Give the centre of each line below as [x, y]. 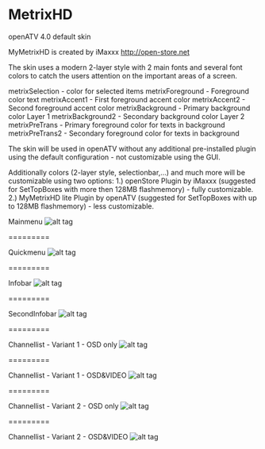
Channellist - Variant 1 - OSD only [63, 344]
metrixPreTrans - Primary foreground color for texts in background [117, 125]
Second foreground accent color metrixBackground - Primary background [129, 108]
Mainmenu [26, 221]
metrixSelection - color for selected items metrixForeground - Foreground [129, 91]
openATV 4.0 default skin [50, 36]
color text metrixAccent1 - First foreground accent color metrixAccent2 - [127, 99]
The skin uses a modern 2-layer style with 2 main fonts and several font [126, 67]
